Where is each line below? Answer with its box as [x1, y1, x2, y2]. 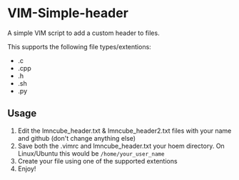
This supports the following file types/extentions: [7, 42, 151, 51]
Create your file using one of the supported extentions [17, 156, 178, 165]
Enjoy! [17, 164, 36, 173]
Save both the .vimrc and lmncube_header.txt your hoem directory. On [17, 141, 225, 150]
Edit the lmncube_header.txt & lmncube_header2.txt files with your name [17, 126, 232, 135]
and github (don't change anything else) [17, 134, 136, 142]
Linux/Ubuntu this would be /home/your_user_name [17, 149, 165, 158]
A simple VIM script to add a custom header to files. [7, 29, 160, 37]
